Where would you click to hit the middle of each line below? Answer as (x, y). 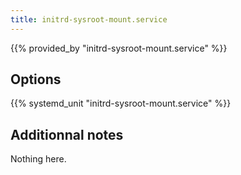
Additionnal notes (67, 134)
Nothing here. (38, 159)
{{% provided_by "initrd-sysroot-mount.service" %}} (119, 48)
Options (36, 79)
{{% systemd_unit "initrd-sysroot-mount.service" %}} (121, 103)
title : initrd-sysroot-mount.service (89, 19)
